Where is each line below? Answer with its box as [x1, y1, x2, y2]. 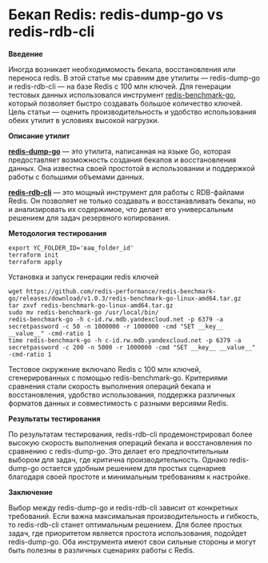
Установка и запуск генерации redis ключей [8, 272, 159, 281]
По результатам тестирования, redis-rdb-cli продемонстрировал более [8, 429, 253, 439]
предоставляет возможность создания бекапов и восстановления [8, 154, 237, 165]
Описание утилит [8, 130, 70, 141]
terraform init [8, 250, 59, 259]
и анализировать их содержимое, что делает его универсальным [8, 204, 234, 214]
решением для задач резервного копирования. [8, 213, 170, 222]
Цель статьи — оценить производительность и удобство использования [8, 106, 257, 117]
